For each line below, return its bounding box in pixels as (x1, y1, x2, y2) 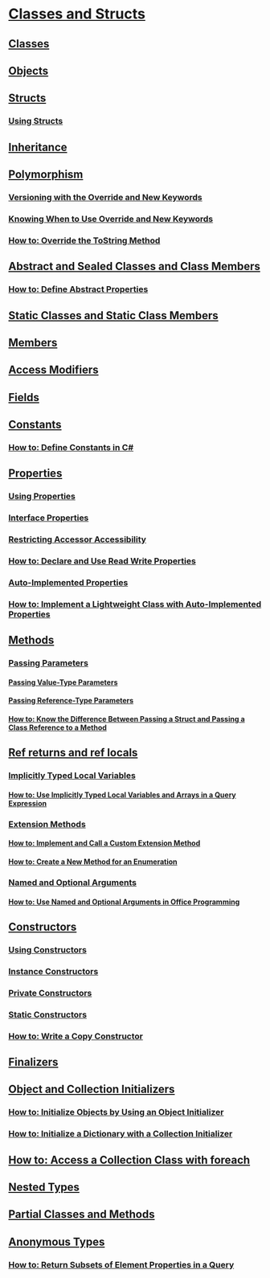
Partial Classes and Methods (8, 1207, 155, 1222)
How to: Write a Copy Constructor (8, 1030, 143, 1042)
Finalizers (8, 1055, 59, 1069)
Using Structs (8, 116, 63, 127)
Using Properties (8, 491, 76, 502)
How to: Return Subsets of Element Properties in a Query (8, 1259, 235, 1270)
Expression (8, 798, 47, 808)
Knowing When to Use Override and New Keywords (8, 213, 214, 224)
